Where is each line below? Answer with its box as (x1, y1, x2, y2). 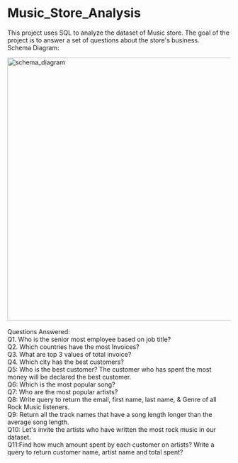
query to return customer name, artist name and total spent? (7, 447, 183, 456)
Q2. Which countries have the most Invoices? (7, 342, 140, 351)
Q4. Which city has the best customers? (7, 358, 124, 366)
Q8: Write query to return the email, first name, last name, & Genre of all (7, 395, 217, 404)
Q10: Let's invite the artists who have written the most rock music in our (7, 425, 216, 433)
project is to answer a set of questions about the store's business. (7, 35, 200, 44)
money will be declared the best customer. (7, 372, 132, 381)
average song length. (7, 418, 69, 426)
